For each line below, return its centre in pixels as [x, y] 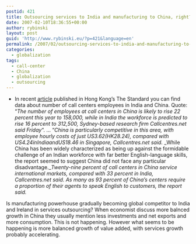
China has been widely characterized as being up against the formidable [101, 149]
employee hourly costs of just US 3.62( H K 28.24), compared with [92, 136]
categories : [20, 50]
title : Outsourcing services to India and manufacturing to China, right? [99, 17]
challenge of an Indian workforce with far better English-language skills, [101, 155]
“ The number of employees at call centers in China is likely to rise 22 [97, 111]
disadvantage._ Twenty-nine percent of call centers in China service [96, 167]
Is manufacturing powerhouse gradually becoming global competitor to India [98, 203]
